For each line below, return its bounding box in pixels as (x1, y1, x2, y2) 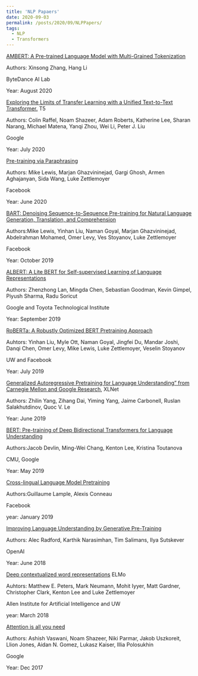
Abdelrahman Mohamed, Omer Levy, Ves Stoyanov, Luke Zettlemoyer (6, 234, 177, 241)
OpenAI (6, 548, 25, 555)
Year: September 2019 (6, 315, 61, 323)
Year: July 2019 (6, 368, 45, 375)
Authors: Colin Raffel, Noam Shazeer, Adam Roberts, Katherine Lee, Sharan (6, 116, 191, 124)
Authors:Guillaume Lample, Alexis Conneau (6, 491, 112, 497)
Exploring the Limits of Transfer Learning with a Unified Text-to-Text (6, 99, 174, 106)
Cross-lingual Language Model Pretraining (6, 479, 110, 486)
